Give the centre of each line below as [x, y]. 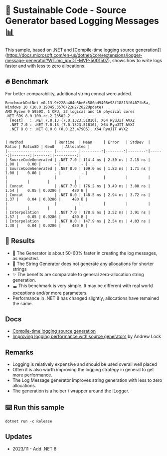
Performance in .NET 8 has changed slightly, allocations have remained [86, 298]
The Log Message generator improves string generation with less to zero [87, 380]
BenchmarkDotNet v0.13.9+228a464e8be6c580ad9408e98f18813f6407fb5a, [78, 103]
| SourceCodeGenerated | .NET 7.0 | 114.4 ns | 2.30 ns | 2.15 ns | [78, 160]
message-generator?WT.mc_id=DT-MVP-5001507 [57, 60]
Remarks [19, 352]
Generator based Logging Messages [82, 21]
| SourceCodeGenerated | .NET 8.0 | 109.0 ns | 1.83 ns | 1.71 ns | [78, 168]
